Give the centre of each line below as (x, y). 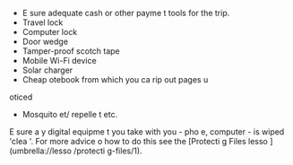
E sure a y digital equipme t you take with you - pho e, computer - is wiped (147, 132)
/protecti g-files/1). (108, 151)
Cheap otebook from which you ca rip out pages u (115, 79)
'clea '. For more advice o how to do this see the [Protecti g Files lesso (139, 141)
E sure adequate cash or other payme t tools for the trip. (126, 13)
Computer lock (50, 32)
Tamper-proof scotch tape (71, 51)
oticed (21, 97)
